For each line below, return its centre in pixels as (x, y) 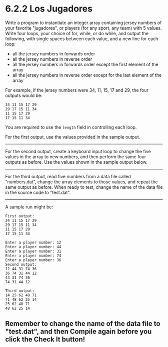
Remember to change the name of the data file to (83, 324)
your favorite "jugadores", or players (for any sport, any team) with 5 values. (83, 28)
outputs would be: (24, 95)
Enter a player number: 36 (33, 260)
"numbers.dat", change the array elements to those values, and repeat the (81, 182)
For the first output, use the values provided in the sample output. (73, 137)
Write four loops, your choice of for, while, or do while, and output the (77, 33)
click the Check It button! (45, 339)
